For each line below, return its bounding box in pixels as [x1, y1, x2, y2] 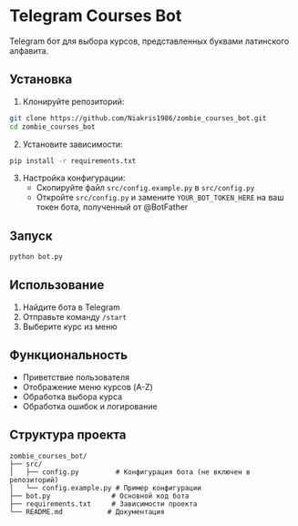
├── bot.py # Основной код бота [9, 491, 190, 500]
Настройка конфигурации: [22, 172, 126, 183]
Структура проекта [9, 428, 127, 443]
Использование [9, 277, 105, 293]
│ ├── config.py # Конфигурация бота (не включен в [9, 467, 251, 477]
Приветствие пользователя [22, 371, 130, 383]
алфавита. [9, 45, 49, 56]
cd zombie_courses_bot [9, 122, 96, 131]
